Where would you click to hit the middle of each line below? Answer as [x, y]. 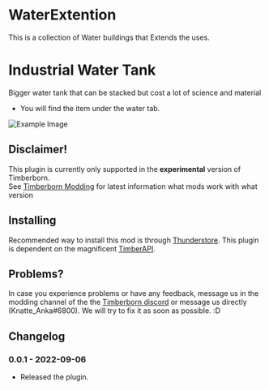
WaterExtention [62, 15]
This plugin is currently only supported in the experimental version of [125, 169]
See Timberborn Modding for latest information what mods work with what [133, 186]
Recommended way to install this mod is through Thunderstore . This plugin [134, 240]
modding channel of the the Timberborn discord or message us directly [128, 302]
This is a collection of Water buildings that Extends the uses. [109, 37]
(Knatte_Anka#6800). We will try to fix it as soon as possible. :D [115, 311]
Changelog [37, 336]
